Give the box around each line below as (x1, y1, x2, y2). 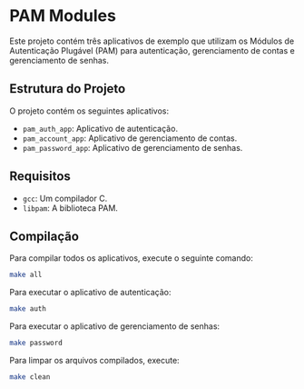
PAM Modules (9, 5, 116, 26)
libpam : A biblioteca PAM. (22, 202, 118, 214)
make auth (9, 304, 47, 314)
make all (9, 270, 43, 280)
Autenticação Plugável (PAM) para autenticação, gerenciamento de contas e (9, 45, 295, 55)
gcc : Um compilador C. (22, 193, 108, 204)
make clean (9, 373, 51, 382)
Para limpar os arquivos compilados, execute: (9, 355, 180, 365)
